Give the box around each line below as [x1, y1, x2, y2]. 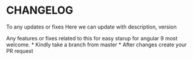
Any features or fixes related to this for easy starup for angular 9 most [6, 34, 178, 42]
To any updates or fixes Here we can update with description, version [6, 23, 177, 30]
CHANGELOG [6, 4, 73, 17]
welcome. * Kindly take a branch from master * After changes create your [6, 41, 187, 48]
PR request [6, 47, 34, 54]
